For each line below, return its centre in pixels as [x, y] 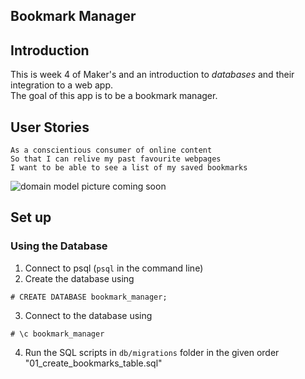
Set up [31, 217]
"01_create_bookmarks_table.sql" [93, 363]
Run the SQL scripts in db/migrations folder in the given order [152, 352]
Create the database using [79, 278]
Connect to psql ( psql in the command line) [114, 268]
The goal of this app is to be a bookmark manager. [114, 96]
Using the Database [59, 246]
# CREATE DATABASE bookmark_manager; [89, 297]
